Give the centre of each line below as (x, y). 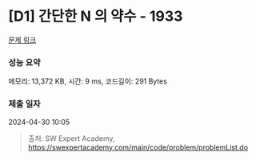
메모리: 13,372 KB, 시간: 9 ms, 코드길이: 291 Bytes (88, 81)
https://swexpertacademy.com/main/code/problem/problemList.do (138, 147)
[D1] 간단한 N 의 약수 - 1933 (96, 16)
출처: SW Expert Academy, (71, 138)
